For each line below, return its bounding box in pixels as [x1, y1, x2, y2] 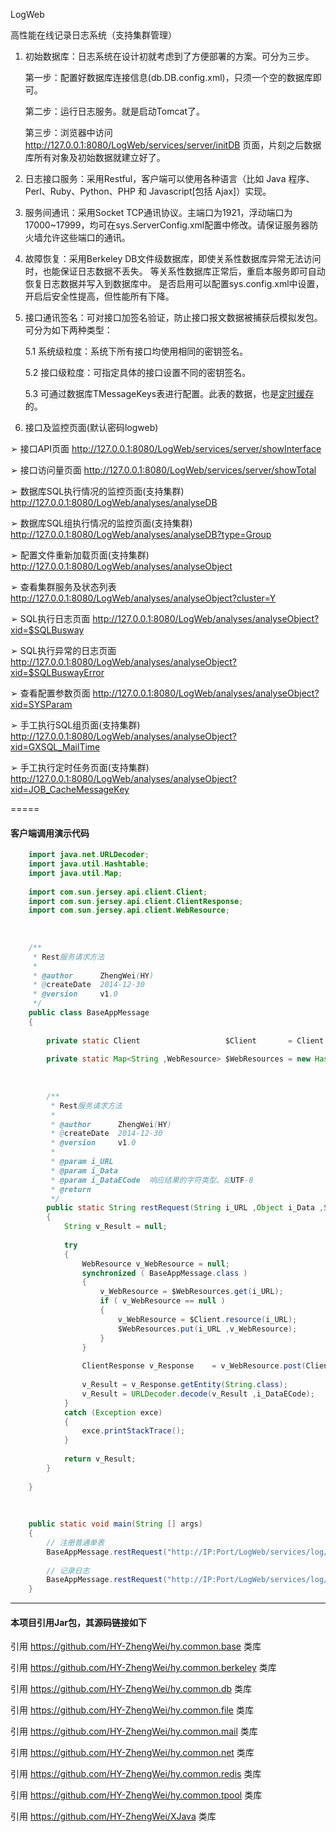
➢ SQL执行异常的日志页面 [10, 645, 117, 656]
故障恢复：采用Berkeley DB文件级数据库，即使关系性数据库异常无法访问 [24, 253, 322, 264]
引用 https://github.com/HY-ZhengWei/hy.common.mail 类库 [10, 1725, 258, 1738]
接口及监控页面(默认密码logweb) [24, 422, 159, 433]
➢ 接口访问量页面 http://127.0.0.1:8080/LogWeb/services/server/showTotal [10, 464, 317, 476]
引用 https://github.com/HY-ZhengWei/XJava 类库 [10, 1810, 217, 1823]
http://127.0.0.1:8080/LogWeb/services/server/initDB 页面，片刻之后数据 [24, 139, 322, 151]
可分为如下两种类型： [24, 324, 113, 336]
